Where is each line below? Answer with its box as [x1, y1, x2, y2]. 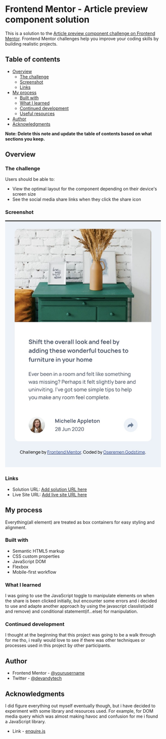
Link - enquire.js [12, 728, 46, 734]
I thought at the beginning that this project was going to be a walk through [5, 632, 156, 638]
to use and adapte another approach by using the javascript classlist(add [5, 603, 154, 609]
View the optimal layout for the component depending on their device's [12, 186, 157, 192]
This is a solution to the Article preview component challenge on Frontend [5, 30, 156, 36]
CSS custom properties [12, 553, 60, 559]
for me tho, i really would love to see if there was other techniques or [5, 637, 146, 643]
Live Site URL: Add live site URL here [12, 491, 87, 497]
